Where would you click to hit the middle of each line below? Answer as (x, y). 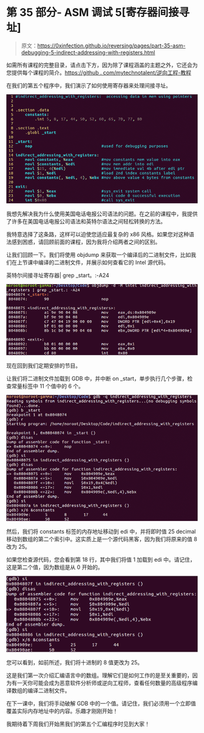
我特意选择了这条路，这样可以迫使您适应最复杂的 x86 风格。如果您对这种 (98, 234)
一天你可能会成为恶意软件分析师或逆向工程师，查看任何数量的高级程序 (104, 683)
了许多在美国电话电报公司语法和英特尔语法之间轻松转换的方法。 (86, 221)
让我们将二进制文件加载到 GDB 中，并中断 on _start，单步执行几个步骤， (97, 378)
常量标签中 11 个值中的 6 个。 (47, 386)
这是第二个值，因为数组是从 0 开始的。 (55, 567)
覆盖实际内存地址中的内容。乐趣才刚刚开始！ (62, 711)
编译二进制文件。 (49, 690)
